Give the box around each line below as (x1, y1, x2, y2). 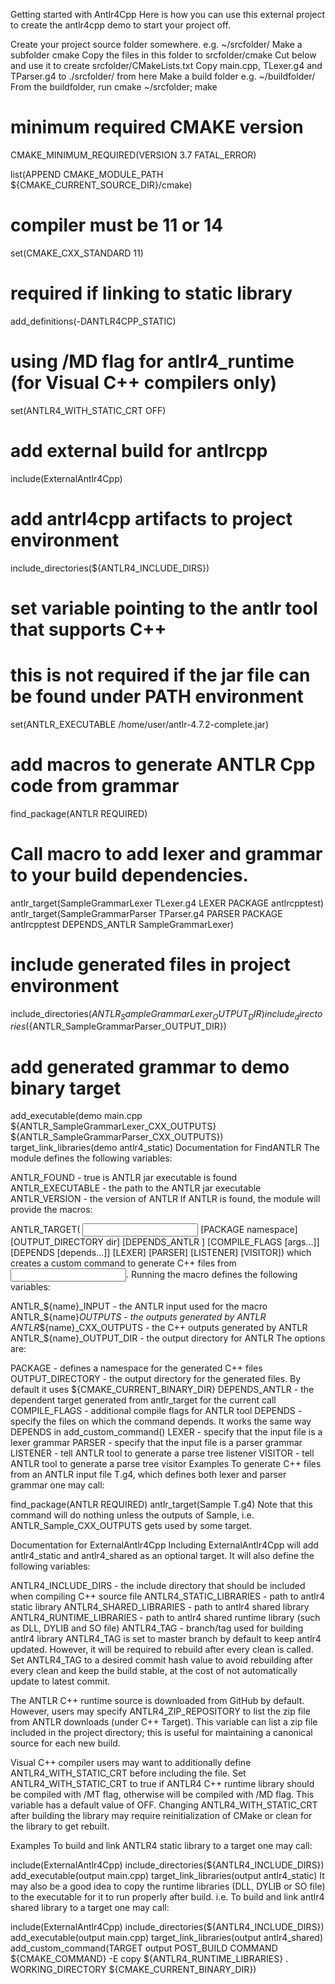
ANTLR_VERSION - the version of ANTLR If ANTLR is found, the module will (10, 1193, 321, 1205)
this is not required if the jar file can (10, 664, 311, 686)
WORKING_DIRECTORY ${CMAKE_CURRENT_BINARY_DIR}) (10, 1964, 257, 1976)
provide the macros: (10, 1204, 93, 1216)
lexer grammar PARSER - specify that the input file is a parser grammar (10, 1437, 303, 1449)
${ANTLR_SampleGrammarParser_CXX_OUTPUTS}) (10, 1131, 224, 1143)
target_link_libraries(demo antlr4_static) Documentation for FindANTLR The (10, 1142, 321, 1154)
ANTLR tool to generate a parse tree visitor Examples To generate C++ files (10, 1458, 322, 1470)
